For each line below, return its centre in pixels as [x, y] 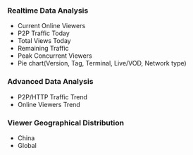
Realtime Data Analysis [48, 11]
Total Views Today [44, 41]
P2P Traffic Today [44, 33]
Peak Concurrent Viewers [55, 56]
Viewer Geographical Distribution [66, 123]
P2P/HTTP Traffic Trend [52, 97]
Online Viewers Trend [49, 104]
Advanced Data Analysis [50, 82]
